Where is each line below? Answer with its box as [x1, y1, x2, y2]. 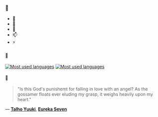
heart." [17, 96, 31, 102]
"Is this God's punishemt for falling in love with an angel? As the [17, 86, 148, 92]
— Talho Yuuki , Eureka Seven [5, 106, 67, 112]
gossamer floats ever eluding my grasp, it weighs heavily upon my [17, 91, 153, 97]
